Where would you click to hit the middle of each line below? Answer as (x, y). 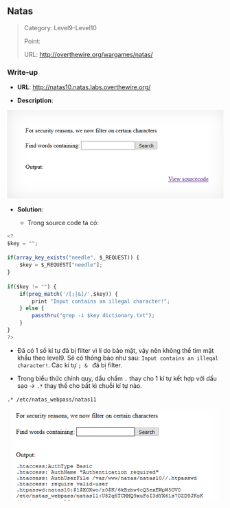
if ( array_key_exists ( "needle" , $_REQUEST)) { (73, 258)
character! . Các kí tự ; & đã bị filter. (69, 365)
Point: (32, 41)
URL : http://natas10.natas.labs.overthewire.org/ (84, 87)
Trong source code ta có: (63, 222)
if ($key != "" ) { (32, 287)
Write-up (23, 72)
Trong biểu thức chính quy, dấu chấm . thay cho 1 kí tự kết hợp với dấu (117, 378)
